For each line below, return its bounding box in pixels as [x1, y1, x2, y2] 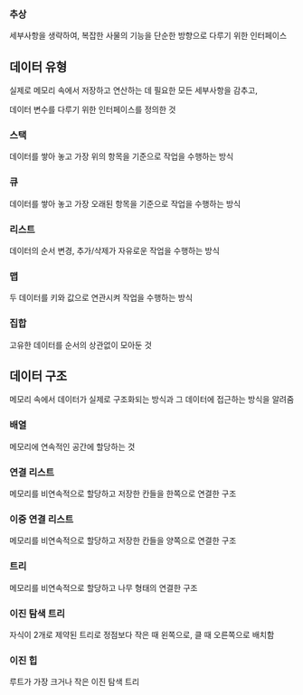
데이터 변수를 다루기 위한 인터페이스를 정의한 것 [9, 104, 176, 115]
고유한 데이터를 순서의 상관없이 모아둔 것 [9, 339, 152, 350]
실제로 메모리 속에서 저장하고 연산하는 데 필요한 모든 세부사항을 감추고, [9, 85, 258, 96]
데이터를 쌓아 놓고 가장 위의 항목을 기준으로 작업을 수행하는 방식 [9, 151, 234, 162]
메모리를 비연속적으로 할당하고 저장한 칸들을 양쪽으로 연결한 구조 [9, 535, 237, 546]
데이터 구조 [9, 368, 68, 383]
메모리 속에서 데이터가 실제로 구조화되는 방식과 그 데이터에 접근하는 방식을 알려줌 [9, 394, 295, 405]
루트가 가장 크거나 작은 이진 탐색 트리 [9, 676, 140, 688]
